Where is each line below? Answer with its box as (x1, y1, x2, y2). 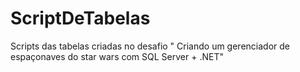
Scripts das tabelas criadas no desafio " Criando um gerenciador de (10, 40, 290, 52)
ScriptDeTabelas (10, 7, 151, 30)
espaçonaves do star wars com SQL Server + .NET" (10, 50, 224, 62)
